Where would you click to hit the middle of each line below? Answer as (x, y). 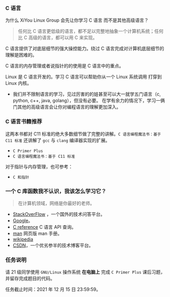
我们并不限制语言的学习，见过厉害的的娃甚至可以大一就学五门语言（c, (87, 94)
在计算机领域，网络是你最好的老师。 (56, 203)
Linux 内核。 (18, 83)
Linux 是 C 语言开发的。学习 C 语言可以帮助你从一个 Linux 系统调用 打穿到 (83, 77)
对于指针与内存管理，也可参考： (39, 166)
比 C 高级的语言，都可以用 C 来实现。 (58, 38)
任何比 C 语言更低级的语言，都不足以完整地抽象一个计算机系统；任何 (90, 31)
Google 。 (23, 220)
